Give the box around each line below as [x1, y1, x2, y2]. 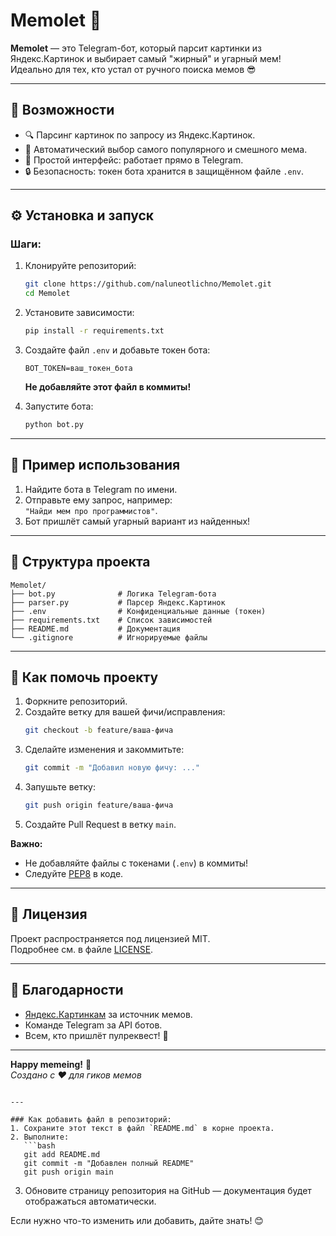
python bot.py [24, 420, 84, 430]
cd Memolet [24, 289, 71, 299]
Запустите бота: [24, 400, 94, 413]
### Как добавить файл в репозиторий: [10, 1114, 172, 1124]
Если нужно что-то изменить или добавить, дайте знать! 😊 [10, 1214, 264, 1226]
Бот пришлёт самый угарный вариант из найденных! [24, 515, 251, 527]
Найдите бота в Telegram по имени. [24, 483, 178, 495]
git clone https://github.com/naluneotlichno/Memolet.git [24, 279, 272, 289]
